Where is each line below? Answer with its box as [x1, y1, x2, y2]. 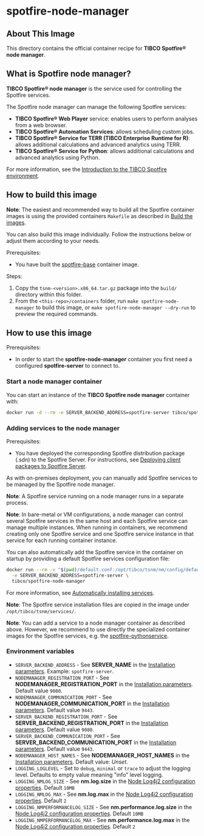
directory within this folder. [15, 290, 83, 298]
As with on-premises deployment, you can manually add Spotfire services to [6, 474, 198, 482]
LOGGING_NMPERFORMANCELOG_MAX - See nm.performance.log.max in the [15, 816, 190, 823]
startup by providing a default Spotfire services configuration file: [6, 555, 170, 562]
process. [6, 499, 29, 506]
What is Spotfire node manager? [6, 69, 132, 79]
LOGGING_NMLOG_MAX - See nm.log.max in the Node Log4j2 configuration [15, 790, 193, 798]
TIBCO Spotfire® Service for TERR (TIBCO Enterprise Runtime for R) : [15, 134, 190, 141]
